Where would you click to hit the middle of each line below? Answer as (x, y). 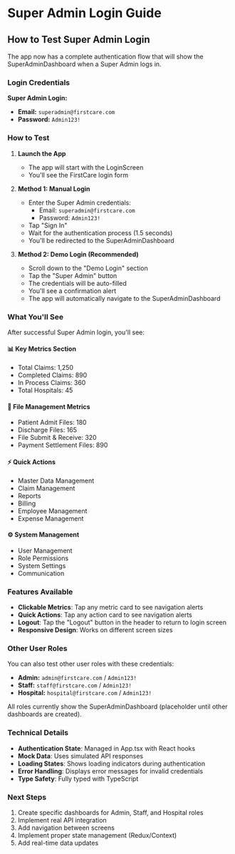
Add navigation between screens (66, 828)
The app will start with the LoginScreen (86, 167)
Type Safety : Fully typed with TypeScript (78, 778)
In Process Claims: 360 (52, 383)
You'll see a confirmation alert (72, 291)
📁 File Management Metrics (49, 406)
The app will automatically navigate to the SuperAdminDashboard (124, 298)
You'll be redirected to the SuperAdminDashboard (101, 240)
